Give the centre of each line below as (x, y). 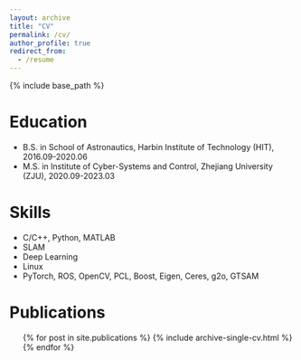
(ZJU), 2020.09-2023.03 (69, 175)
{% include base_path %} (57, 85)
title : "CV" (32, 26)
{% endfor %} (48, 347)
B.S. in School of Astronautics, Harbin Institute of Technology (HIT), (148, 147)
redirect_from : (38, 52)
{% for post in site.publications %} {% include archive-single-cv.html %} (157, 337)
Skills (30, 213)
